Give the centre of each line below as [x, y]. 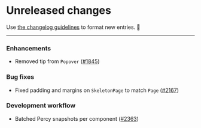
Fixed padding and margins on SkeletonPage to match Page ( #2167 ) [97, 90]
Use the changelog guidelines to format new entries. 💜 [73, 27]
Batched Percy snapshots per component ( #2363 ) [77, 118]
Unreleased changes [59, 11]
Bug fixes [20, 77]
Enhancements [29, 48]
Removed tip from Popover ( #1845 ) [57, 61]
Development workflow [41, 106]
